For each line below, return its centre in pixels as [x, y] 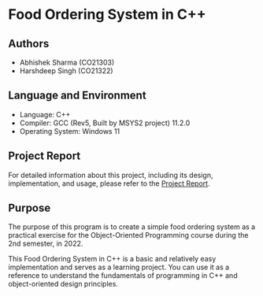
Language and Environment [78, 96]
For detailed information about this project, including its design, [111, 175]
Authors [29, 44]
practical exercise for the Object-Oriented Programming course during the [128, 235]
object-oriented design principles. [63, 284]
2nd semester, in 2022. [46, 244]
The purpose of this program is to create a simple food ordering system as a [132, 227]
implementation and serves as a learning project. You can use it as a [119, 267]
